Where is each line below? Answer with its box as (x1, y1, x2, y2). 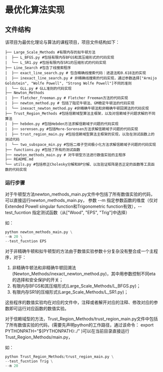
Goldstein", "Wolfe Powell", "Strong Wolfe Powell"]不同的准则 (5, 81, 132, 86)
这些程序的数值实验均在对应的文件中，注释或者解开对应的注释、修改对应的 (5, 299, 154, 305)
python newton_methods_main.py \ (5, 230, 73, 235)
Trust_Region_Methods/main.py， (5, 334, 73, 340)
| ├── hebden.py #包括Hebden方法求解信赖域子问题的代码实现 (5, 121, 119, 126)
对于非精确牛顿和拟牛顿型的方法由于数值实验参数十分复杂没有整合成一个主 (5, 248, 154, 254)
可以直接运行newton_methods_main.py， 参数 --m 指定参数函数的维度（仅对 (5, 197, 158, 203)
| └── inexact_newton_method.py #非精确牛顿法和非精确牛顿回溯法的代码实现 (5, 106, 149, 111)
